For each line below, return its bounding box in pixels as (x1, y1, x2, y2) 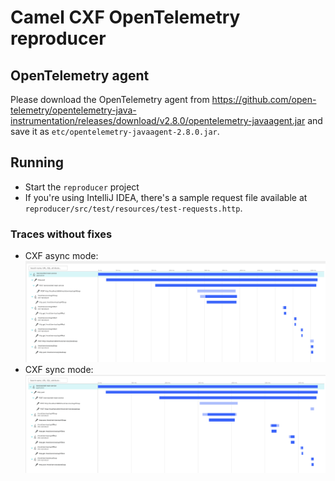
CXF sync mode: (24, 363, 94, 375)
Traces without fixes (10, 227, 113, 241)
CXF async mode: (24, 250, 99, 262)
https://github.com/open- (211, 94, 317, 105)
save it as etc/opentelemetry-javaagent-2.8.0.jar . (10, 126, 220, 137)
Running (10, 154, 65, 171)
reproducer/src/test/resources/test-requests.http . (24, 202, 243, 214)
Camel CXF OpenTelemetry (10, 6, 241, 29)
